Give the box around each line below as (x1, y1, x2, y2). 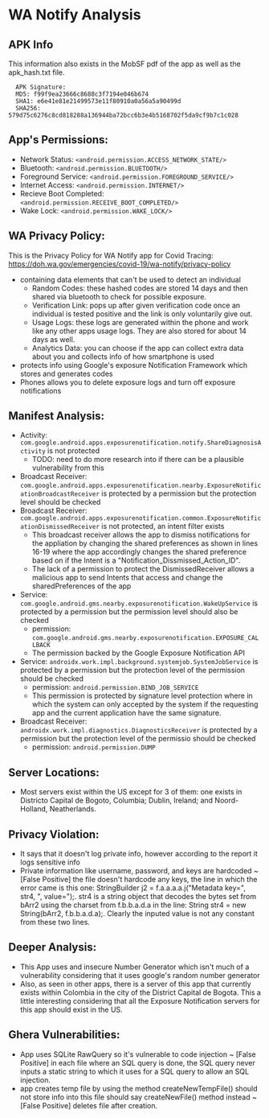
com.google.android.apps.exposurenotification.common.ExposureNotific (19, 514, 262, 522)
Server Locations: (8, 765, 100, 779)
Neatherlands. (49, 804, 96, 814)
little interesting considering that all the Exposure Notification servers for (19, 996, 261, 1005)
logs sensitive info (19, 857, 80, 867)
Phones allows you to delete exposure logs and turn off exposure (19, 377, 236, 387)
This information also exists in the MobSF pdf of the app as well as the (8, 59, 241, 68)
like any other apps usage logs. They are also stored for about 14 (31, 326, 247, 336)
